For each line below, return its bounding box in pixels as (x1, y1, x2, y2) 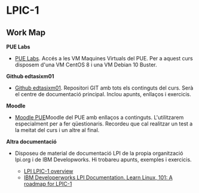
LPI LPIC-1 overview (23, 168, 74, 174)
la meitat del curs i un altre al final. (14, 127, 100, 133)
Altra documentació (6, 138, 57, 145)
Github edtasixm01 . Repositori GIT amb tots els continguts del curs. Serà (14, 84, 194, 91)
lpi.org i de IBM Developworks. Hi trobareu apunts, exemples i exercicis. (14, 156, 192, 163)
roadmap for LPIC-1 (23, 180, 72, 187)
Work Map (6, 27, 46, 38)
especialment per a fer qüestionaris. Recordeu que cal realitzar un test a (14, 120, 193, 127)
